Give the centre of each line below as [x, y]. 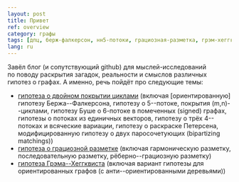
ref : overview [28, 27]
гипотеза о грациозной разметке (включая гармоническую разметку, [124, 148]
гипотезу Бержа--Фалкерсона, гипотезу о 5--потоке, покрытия [114, 103]
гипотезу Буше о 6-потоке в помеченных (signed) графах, [139, 111]
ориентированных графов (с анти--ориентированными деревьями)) [122, 171]
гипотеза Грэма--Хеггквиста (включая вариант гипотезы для [111, 163]
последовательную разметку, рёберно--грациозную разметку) [115, 156]
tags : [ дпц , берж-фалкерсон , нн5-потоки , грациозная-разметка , [103, 40]
